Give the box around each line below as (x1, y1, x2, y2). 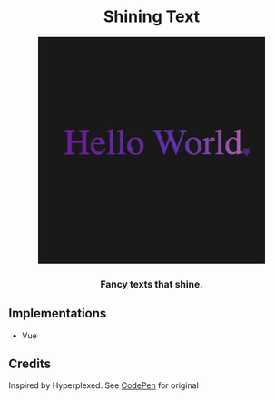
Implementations (8, 306, 107, 321)
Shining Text (103, 6, 201, 27)
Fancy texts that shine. (100, 278, 203, 290)
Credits (8, 356, 52, 372)
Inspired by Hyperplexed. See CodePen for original (8, 380, 199, 391)
